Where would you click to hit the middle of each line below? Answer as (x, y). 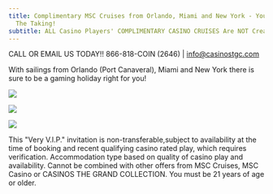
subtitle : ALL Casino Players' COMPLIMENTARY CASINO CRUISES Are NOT (129, 31)
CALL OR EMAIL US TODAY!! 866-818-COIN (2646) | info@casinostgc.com (134, 54)
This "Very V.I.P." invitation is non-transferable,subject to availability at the (133, 140)
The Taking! (36, 24)
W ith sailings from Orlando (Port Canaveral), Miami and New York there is (131, 70)
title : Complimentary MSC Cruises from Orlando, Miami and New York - (130, 16)
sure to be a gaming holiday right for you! (78, 79)
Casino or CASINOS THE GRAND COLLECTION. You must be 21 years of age (136, 175)
